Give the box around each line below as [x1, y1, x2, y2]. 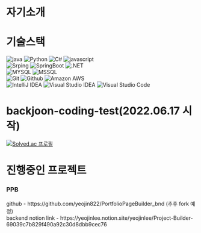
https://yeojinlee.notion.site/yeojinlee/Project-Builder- [60, 214, 194, 222]
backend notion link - [6, 214, 59, 222]
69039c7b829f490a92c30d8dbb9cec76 [6, 220, 107, 228]
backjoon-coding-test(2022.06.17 [6, 104, 181, 118]
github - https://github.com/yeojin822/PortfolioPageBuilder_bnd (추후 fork [6, 200, 190, 207]
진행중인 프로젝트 [6, 164, 87, 178]
